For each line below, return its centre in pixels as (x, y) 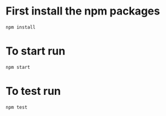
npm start (18, 67)
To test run (33, 91)
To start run (36, 51)
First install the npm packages (83, 11)
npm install (21, 27)
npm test (17, 107)
